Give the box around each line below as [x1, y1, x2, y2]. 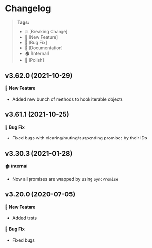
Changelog [5, 3, 51, 14]
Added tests [12, 215, 37, 221]
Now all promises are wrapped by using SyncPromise [12, 176, 119, 182]
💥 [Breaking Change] [24, 28, 68, 34]
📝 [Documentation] [24, 45, 63, 51]
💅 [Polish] [24, 57, 44, 63]
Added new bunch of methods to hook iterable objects [12, 96, 123, 102]
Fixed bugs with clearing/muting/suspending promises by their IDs [12, 135, 147, 141]
